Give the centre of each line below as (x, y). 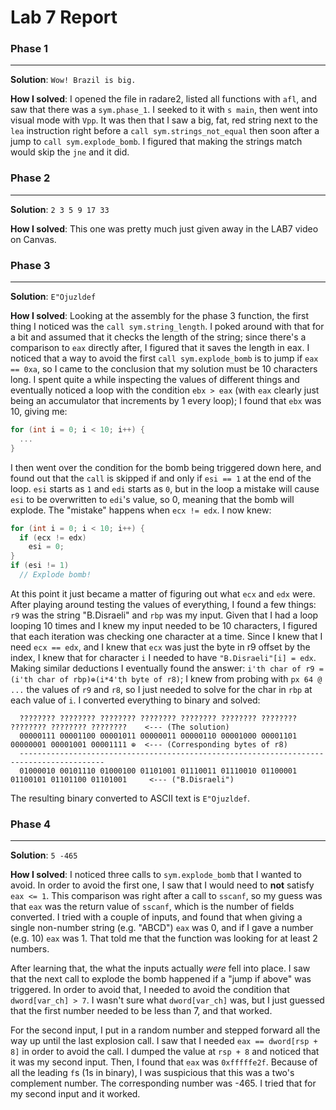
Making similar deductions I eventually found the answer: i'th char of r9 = (167, 668)
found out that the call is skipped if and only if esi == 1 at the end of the (161, 478)
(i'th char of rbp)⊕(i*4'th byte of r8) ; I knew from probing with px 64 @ (166, 678)
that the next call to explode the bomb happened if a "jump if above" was (161, 979)
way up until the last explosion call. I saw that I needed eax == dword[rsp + (164, 1041)
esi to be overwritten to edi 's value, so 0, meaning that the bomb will (152, 499)
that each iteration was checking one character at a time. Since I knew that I (166, 636)
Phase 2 (30, 178)
